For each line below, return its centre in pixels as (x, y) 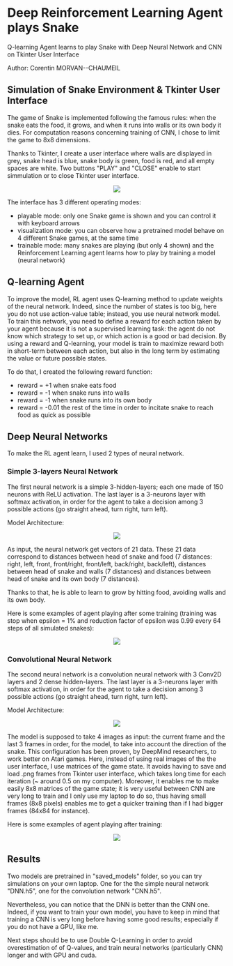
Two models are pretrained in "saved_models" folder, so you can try (105, 876)
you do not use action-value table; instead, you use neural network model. (114, 314)
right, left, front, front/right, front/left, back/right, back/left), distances (107, 564)
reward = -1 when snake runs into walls (73, 393)
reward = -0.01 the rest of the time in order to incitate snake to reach (115, 407)
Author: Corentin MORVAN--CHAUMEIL (64, 68)
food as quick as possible (54, 415)
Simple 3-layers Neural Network (63, 471)
